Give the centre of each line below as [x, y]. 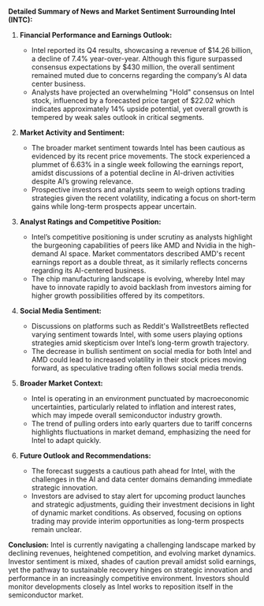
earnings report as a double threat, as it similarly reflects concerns [139, 262]
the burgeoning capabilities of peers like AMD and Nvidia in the [134, 245]
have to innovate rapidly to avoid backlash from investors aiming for [141, 287]
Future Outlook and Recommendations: [85, 455]
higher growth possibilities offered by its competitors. [118, 296]
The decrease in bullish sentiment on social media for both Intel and [141, 351]
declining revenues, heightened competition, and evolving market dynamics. [132, 553]
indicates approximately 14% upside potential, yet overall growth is [139, 109]
